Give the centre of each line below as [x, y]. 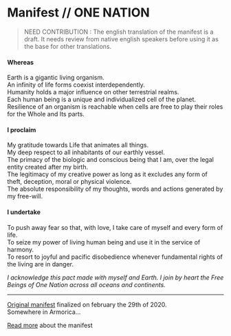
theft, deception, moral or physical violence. [69, 182]
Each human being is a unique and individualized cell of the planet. [102, 99]
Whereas [21, 62]
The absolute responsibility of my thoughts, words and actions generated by [115, 189]
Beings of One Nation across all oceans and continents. [87, 284]
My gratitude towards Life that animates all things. [78, 145]
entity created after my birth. [47, 167]
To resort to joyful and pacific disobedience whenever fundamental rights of [115, 257]
